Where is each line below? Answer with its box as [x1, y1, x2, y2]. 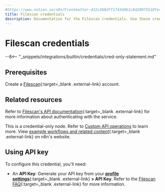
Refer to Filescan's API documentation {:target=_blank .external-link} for [5, 108, 150, 114]
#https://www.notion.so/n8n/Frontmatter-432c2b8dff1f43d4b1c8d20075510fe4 [5, 7, 162, 12]
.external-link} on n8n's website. [5, 133, 71, 139]
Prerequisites [5, 68, 47, 76]
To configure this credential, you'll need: [5, 161, 87, 167]
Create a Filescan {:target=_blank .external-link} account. [5, 81, 120, 87]
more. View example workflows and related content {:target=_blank [5, 128, 140, 134]
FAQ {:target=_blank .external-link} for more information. [12, 181, 126, 187]
